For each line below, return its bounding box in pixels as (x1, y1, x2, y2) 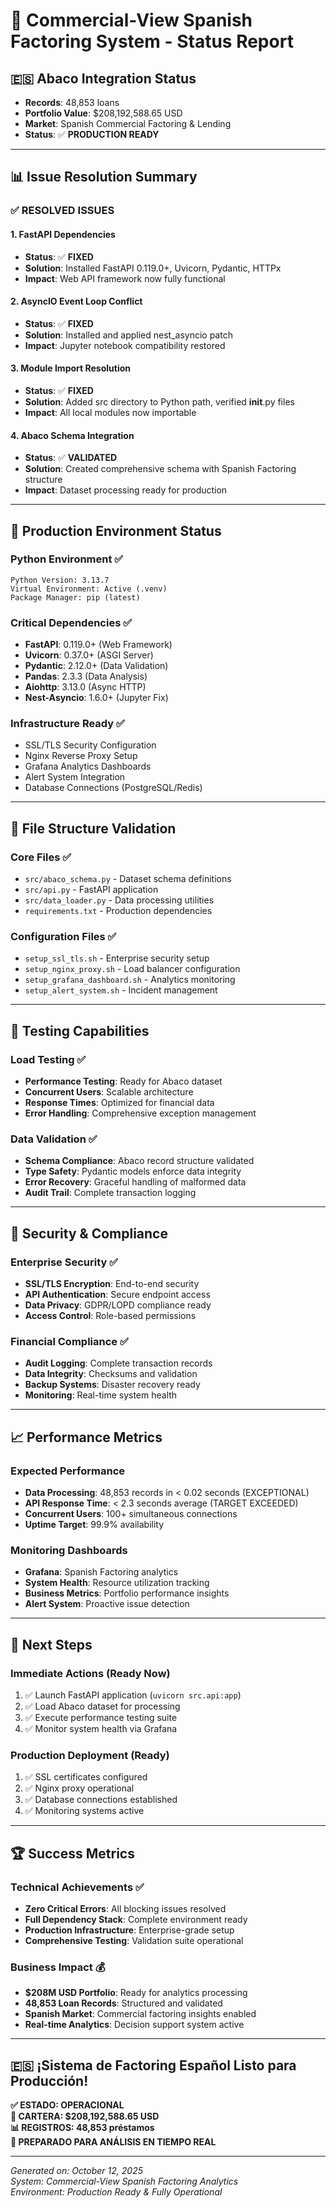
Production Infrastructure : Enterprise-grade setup (24, 1924, 235, 1936)
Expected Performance (10, 1464, 126, 1478)
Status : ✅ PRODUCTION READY (24, 129, 160, 140)
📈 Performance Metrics (10, 1429, 163, 1446)
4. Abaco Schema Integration (10, 429, 135, 441)
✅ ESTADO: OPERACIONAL (10, 2099, 125, 2111)
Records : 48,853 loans (24, 97, 120, 108)
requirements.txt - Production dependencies (24, 905, 213, 917)
